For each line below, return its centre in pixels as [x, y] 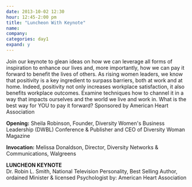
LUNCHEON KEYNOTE [34, 165]
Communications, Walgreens [41, 153]
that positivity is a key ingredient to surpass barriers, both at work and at [95, 80]
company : [17, 34]
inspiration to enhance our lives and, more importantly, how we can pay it [95, 67]
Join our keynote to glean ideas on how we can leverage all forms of [89, 61]
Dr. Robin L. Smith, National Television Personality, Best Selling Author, [92, 171]
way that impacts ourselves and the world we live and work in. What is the [96, 99]
